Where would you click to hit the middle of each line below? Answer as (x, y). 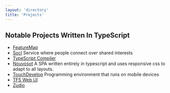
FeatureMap (25, 48)
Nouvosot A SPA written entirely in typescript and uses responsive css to (89, 64)
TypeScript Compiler (34, 58)
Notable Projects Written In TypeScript (67, 35)
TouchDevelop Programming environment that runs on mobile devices (86, 75)
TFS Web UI (25, 80)
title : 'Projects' (25, 15)
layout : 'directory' (27, 10)
